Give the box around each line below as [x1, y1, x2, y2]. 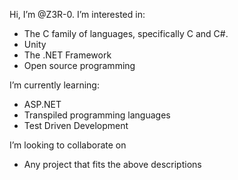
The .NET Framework [23, 49, 112, 61]
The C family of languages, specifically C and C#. [23, 28, 229, 39]
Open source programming [23, 60, 136, 71]
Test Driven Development [23, 120, 129, 131]
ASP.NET [23, 99, 62, 110]
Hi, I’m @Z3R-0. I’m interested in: [9, 9, 146, 20]
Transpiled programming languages [23, 109, 171, 121]
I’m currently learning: [9, 79, 100, 91]
